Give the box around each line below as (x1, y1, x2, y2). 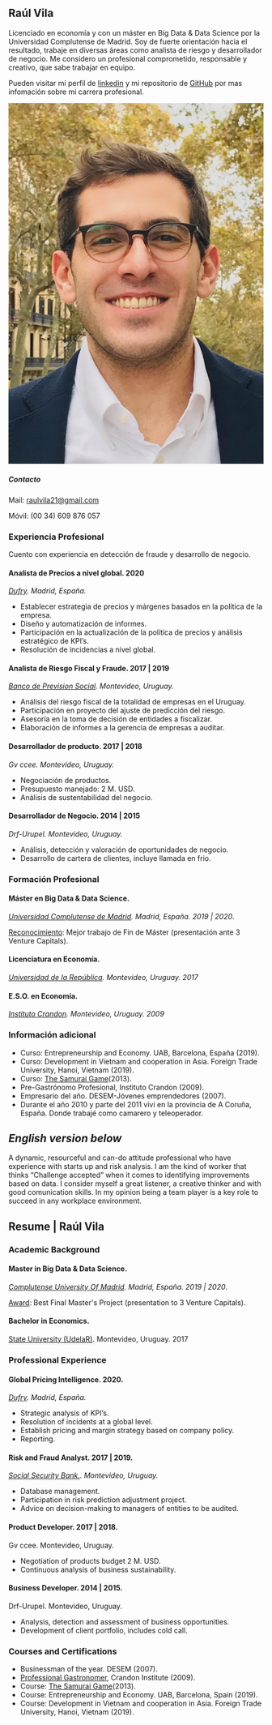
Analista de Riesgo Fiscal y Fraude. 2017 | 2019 (8, 663, 170, 673)
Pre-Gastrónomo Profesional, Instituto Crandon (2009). (19, 1082, 205, 1092)
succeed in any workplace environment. (8, 1196, 142, 1206)
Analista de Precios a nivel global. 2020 (8, 567, 145, 578)
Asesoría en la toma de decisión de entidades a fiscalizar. (19, 714, 213, 724)
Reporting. (19, 1434, 56, 1444)
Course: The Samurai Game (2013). (19, 1681, 136, 1691)
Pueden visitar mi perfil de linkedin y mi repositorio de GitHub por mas (8, 78, 243, 88)
